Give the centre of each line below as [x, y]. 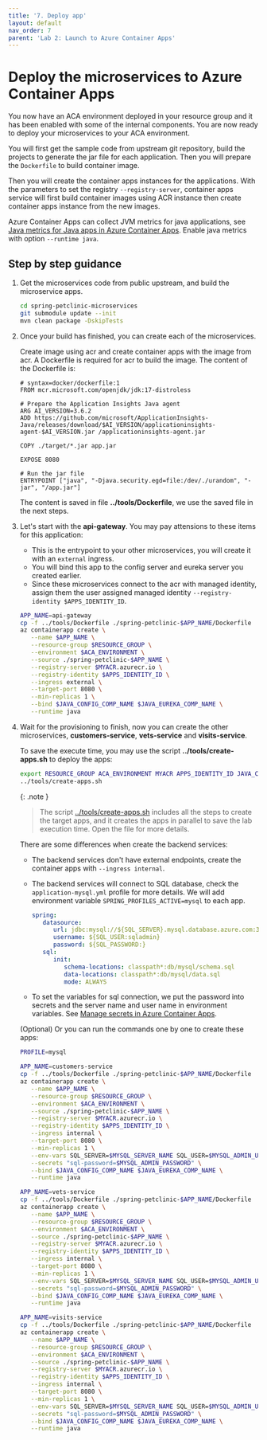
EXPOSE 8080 [39, 460]
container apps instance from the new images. [84, 206]
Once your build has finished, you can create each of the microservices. [138, 336]
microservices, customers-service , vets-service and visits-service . [133, 735]
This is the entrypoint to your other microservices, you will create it [141, 550]
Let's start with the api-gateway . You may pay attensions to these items [138, 526]
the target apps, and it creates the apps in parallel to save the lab [146, 820]
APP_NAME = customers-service [66, 1067]
